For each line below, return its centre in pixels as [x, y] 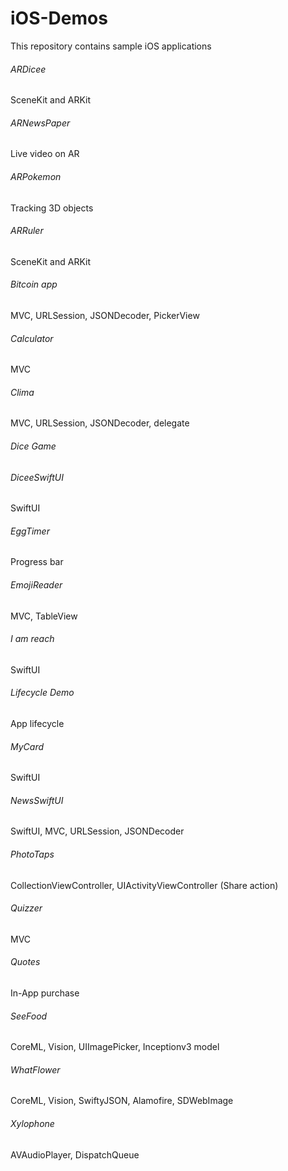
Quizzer [26, 908]
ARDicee [28, 69]
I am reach [32, 639]
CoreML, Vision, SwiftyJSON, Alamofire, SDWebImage [122, 1101]
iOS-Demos [59, 18]
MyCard [27, 746]
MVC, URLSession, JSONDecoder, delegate [100, 423]
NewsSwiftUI [37, 800]
